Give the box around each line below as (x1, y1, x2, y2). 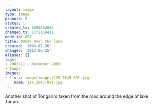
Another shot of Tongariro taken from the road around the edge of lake (5, 93, 149, 99)
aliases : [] (5, 52, 30, 58)
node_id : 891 (5, 35, 32, 40)
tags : (5, 57, 16, 62)
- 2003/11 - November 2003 (5, 62, 61, 66)
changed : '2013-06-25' (5, 48, 52, 53)
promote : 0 (5, 16, 28, 21)
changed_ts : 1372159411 (5, 30, 54, 35)
